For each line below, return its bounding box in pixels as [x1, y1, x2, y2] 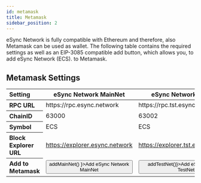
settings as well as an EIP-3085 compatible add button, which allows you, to [6, 49, 194, 56]
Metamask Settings [6, 72, 81, 83]
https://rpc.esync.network [45, 101, 119, 109]
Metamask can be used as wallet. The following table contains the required [6, 42, 191, 50]
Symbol [9, 123, 32, 132]
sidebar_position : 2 [6, 20, 58, 26]
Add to [9, 160, 29, 168]
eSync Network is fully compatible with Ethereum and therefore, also [6, 36, 176, 44]
